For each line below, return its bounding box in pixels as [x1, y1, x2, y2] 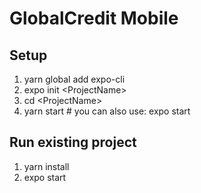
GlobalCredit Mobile [9, 7, 179, 30]
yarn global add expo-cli [23, 73, 126, 85]
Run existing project [9, 134, 137, 151]
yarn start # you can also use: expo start [23, 105, 191, 117]
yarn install [23, 160, 70, 172]
